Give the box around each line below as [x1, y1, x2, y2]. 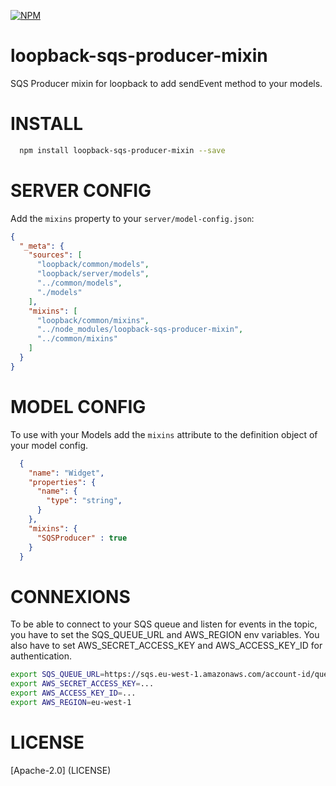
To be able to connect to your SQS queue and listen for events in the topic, [10, 618, 318, 630]
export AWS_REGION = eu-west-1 [10, 697, 132, 707]
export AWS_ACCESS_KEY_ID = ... [10, 688, 137, 699]
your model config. [10, 439, 89, 451]
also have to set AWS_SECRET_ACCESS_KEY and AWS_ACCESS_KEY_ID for [10, 640, 323, 652]
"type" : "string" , [46, 496, 123, 506]
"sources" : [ [28, 250, 83, 260]
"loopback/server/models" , [36, 269, 150, 279]
